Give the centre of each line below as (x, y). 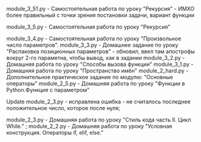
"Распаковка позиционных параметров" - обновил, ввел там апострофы (101, 51)
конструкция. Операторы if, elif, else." (55, 133)
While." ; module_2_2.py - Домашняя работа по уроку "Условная (89, 126)
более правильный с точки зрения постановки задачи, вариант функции (100, 15)
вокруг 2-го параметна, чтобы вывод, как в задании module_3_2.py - (96, 58)
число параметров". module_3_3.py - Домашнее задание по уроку (92, 45)
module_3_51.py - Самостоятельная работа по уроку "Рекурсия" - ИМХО (101, 9)
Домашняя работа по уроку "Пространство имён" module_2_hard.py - (97, 71)
